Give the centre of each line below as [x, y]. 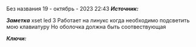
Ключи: [16, 38]
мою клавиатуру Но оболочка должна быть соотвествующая [86, 27]
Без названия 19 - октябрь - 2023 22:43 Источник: [72, 9]
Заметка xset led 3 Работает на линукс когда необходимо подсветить [98, 20]
